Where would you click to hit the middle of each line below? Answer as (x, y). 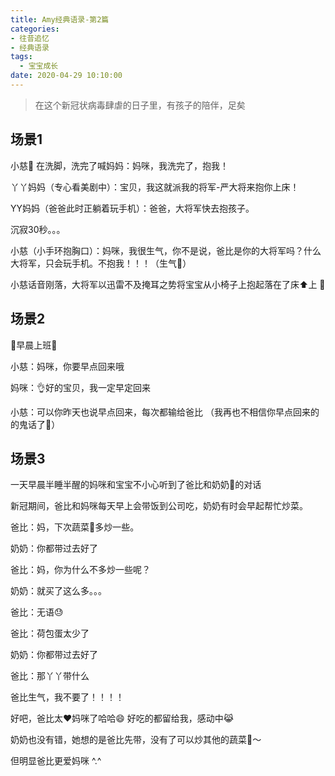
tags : (21, 57)
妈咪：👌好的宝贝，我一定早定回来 (80, 387)
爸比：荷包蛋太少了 (50, 633)
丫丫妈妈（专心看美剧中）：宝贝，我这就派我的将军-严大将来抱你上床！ (155, 187)
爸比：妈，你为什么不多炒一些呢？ (80, 570)
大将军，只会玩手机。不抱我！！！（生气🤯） (101, 263)
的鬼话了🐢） (35, 424)
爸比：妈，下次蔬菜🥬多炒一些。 (75, 527)
